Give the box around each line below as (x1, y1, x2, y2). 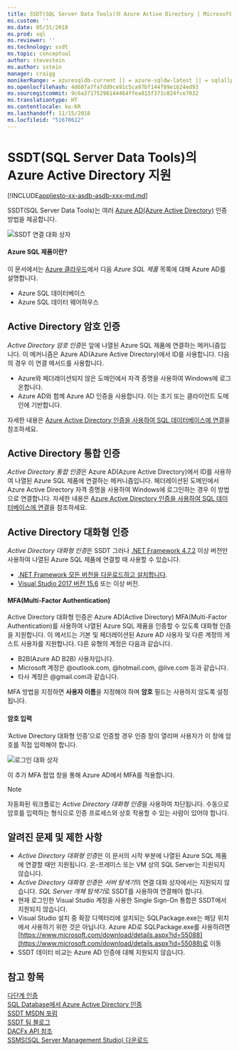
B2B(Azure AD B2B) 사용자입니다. (17, 655, 115, 663)
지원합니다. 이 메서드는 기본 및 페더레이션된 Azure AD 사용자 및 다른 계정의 (14, 631, 223, 639)
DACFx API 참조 (7, 1027, 53, 1035)
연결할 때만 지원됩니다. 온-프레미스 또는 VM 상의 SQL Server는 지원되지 (25, 860, 225, 869)
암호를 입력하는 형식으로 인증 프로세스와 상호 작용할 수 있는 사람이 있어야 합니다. (7, 808, 230, 817)
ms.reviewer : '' (7, 37, 55, 44)
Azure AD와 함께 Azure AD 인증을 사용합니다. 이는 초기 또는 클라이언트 (17, 391, 216, 400)
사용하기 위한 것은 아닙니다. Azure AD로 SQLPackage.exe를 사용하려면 (31, 923, 230, 931)
